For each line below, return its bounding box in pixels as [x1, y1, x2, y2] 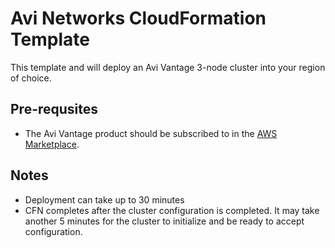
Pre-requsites [10, 101, 99, 118]
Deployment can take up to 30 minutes [24, 193, 185, 206]
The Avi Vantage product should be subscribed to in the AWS [24, 127, 278, 139]
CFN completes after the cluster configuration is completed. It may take [24, 204, 320, 216]
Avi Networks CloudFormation [10, 7, 267, 30]
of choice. [10, 72, 52, 84]
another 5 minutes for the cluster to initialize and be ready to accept [24, 215, 305, 227]
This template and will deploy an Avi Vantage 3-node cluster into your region [10, 61, 326, 73]
